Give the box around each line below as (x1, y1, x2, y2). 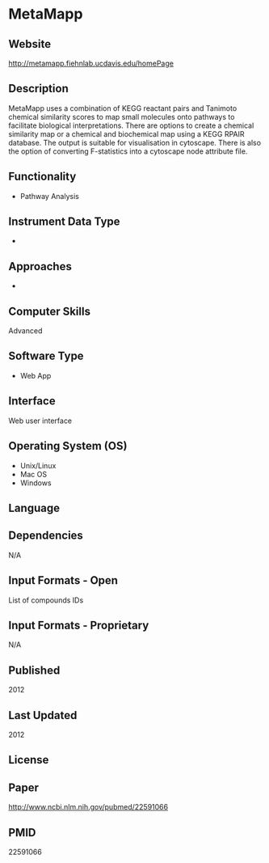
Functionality (8, 170, 77, 184)
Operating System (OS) (8, 439, 128, 453)
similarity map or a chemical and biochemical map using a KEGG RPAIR (8, 129, 245, 138)
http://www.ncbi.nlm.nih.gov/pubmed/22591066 (8, 802, 168, 812)
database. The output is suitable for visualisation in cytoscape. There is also (8, 137, 261, 147)
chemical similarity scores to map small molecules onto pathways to (8, 112, 235, 121)
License (8, 753, 49, 767)
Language (8, 501, 61, 514)
